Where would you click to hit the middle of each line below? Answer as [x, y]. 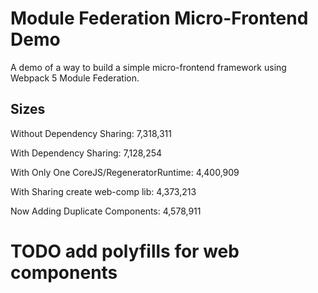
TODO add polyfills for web [125, 251]
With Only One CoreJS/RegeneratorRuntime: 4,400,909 [125, 172]
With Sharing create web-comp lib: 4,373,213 [103, 191]
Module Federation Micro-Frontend [159, 18]
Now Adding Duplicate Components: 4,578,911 [106, 211]
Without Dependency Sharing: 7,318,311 [91, 133]
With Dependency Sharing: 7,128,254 [86, 153]
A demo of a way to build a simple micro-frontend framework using [148, 67]
